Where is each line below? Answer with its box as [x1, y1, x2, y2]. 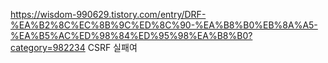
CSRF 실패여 [87, 42, 138, 53]
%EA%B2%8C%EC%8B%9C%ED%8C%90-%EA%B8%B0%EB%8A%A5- [10, 19, 318, 31]
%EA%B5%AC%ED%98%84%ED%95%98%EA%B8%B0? [10, 30, 253, 41]
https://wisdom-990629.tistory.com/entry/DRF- [10, 9, 207, 20]
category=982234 [10, 42, 86, 53]
